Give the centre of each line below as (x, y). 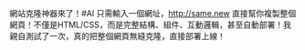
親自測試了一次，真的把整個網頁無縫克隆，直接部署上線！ (117, 36)
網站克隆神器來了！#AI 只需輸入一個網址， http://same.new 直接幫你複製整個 (153, 13)
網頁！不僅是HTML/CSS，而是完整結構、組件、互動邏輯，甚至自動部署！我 (151, 25)
